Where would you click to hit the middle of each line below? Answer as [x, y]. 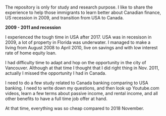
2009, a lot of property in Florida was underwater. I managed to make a [78, 42]
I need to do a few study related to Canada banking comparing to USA [77, 83]
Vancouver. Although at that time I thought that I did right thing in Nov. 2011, [82, 68]
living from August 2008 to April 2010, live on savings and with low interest [82, 48]
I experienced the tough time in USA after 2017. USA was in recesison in [79, 37]
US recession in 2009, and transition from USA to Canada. [64, 18]
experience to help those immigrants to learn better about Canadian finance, [83, 12]
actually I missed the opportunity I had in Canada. [56, 73]
